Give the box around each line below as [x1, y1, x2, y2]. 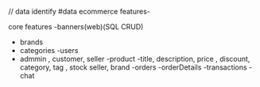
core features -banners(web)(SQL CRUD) [8, 22, 144, 31]
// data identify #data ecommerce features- [8, 7, 151, 16]
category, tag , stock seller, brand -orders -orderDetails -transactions [19, 62, 248, 72]
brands [19, 37, 44, 47]
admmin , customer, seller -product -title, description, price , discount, [19, 55, 250, 63]
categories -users [19, 46, 79, 55]
